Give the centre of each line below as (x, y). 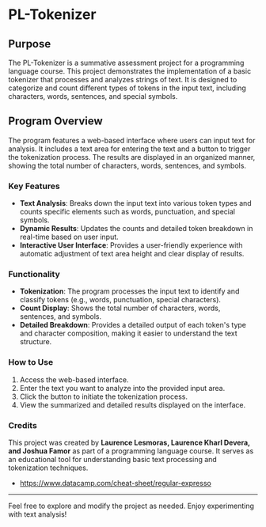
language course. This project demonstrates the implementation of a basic (130, 71)
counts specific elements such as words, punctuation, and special (127, 212)
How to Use (31, 362)
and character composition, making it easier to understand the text (128, 333)
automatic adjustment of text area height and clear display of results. (132, 254)
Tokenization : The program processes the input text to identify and (129, 291)
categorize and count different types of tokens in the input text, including (127, 88)
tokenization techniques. (48, 468)
